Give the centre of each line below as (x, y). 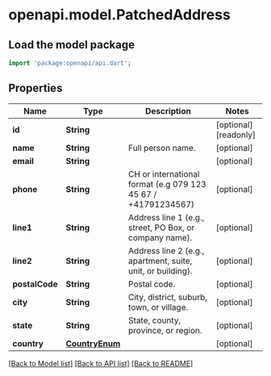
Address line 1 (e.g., (166, 217)
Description (168, 111)
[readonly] (236, 135)
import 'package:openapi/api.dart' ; (70, 63)
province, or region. (165, 330)
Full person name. (162, 148)
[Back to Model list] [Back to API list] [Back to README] (101, 363)
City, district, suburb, (168, 297)
